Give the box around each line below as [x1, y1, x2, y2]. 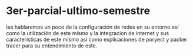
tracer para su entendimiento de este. [6, 42, 98, 49]
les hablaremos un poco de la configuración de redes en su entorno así [6, 23, 179, 30]
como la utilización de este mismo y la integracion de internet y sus [6, 29, 169, 36]
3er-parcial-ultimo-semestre [6, 4, 151, 18]
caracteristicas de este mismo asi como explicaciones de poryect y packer [6, 36, 188, 43]
